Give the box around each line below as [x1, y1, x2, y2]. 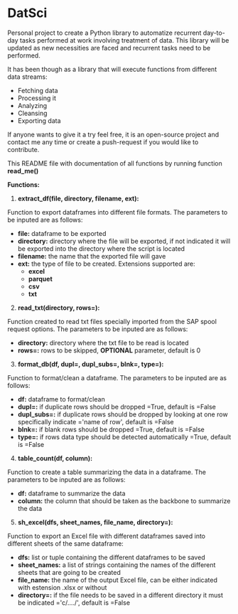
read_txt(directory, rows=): [17, 303, 100, 312]
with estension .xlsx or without [17, 583, 107, 591]
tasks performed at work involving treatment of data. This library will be [20, 36, 229, 44]
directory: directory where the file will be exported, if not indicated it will [17, 237, 231, 245]
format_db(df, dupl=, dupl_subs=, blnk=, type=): [17, 360, 164, 368]
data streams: [7, 72, 48, 81]
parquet [28, 274, 53, 283]
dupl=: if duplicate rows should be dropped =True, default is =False [17, 402, 217, 411]
